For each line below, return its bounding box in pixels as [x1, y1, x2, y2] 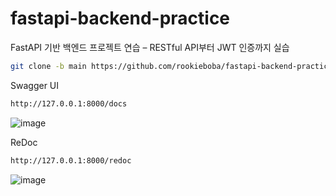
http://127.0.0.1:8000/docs [10, 98, 128, 109]
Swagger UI [10, 79, 60, 91]
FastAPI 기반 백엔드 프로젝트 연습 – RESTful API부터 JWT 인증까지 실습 [10, 41, 290, 53]
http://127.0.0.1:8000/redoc [10, 155, 132, 166]
